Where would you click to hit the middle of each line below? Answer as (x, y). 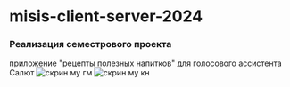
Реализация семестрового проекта (91, 44)
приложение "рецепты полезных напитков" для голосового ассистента (146, 63)
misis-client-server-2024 (106, 16)
